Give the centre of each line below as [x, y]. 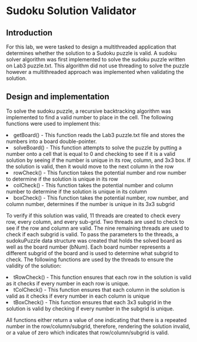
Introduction [29, 33]
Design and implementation [58, 97]
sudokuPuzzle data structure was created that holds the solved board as [94, 240]
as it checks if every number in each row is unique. [68, 283]
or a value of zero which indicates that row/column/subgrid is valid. [88, 333]
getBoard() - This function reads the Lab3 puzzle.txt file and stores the [99, 135]
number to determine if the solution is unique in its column [76, 191]
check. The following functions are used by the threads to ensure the [90, 259]
